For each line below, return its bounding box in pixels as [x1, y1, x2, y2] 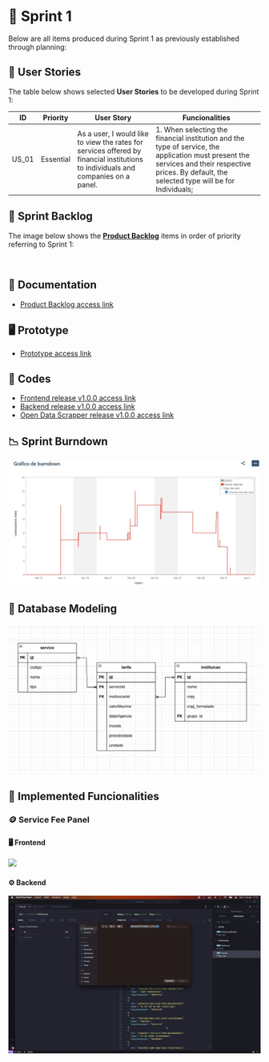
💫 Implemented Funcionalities [8, 790, 160, 803]
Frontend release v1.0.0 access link [19, 393, 136, 403]
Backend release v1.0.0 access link [19, 402, 136, 412]
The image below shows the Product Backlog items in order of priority [8, 231, 242, 240]
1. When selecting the [155, 124, 228, 135]
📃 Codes [8, 372, 51, 385]
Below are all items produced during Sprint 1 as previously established [8, 34, 240, 43]
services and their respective [155, 159, 252, 168]
